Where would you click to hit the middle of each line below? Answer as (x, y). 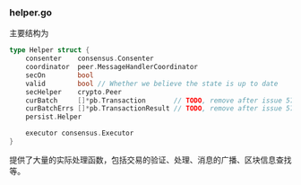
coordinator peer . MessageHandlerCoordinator (112, 67)
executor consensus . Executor (80, 133)
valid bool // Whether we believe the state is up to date (152, 84)
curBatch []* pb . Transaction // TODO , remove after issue (154, 101)
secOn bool (60, 75)
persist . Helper (54, 117)
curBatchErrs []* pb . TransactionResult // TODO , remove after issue (154, 109)
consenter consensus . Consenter (90, 59)
